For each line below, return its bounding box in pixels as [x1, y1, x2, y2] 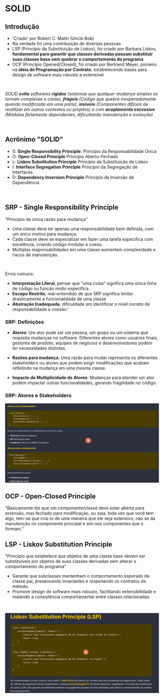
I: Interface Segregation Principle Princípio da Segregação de [12, 164, 138, 169]
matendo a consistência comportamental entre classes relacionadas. [12, 594, 151, 600]
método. [12, 583, 29, 589]
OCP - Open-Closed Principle [5, 492, 96, 500]
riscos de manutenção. [12, 252, 59, 258]
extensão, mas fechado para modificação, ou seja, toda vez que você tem [5, 510, 154, 516]
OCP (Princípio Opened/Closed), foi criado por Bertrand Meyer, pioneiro [12, 62, 157, 67]
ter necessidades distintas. [12, 345, 67, 351]
